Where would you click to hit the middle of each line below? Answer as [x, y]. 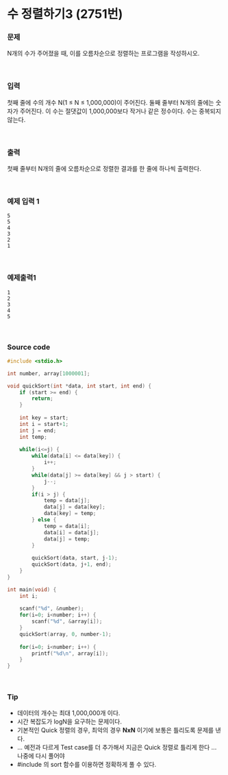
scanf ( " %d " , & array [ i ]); [67, 621]
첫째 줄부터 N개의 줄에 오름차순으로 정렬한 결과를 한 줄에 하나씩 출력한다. [104, 169]
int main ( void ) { [32, 589]
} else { [44, 520]
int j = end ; [38, 430]
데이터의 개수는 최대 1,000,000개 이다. [68, 713]
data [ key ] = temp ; [70, 514]
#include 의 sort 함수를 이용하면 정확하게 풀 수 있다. [87, 764]
